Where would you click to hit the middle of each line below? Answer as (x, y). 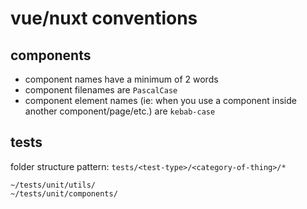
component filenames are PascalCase (101, 90)
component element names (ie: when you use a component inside (160, 100)
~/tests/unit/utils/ (53, 185)
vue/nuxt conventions (104, 18)
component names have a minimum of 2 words (121, 79)
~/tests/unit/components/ (64, 193)
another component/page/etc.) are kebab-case (120, 111)
